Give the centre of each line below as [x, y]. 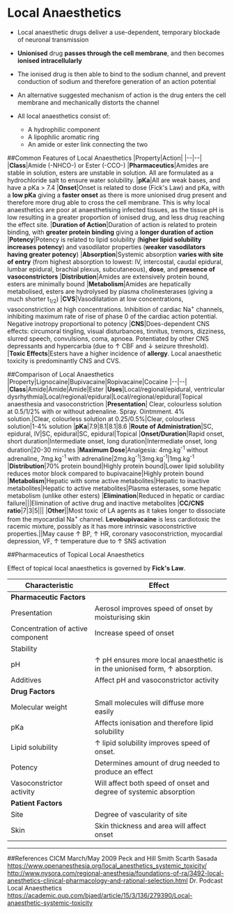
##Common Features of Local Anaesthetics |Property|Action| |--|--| [104, 158]
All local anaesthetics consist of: [64, 116]
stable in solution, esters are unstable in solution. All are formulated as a [110, 172]
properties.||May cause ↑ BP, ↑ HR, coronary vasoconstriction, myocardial [115, 534]
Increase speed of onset [134, 633]
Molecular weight [39, 707]
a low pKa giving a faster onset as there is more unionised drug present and [117, 195]
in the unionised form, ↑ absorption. [154, 669]
